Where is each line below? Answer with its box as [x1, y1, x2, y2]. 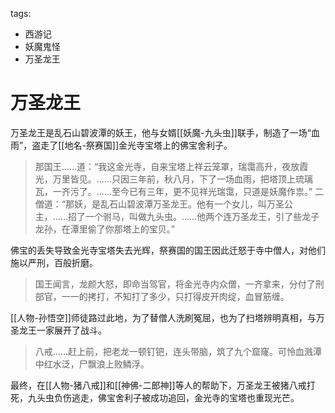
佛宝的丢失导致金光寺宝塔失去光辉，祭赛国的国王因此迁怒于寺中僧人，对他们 [10, 244, 326, 256]
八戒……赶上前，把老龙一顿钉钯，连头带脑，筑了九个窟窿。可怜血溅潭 [34, 345, 322, 357]
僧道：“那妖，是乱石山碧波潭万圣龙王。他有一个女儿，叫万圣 [34, 198, 285, 210]
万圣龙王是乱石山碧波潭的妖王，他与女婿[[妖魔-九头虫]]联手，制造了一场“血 [10, 126, 321, 138]
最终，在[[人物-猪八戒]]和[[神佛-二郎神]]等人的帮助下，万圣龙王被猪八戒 [10, 379, 307, 391]
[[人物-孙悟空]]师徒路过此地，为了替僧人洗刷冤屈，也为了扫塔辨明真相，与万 [10, 311, 325, 323]
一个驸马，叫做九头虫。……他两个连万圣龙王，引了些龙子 [84, 210, 320, 222]
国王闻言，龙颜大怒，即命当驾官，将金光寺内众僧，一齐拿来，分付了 [34, 278, 316, 290]
